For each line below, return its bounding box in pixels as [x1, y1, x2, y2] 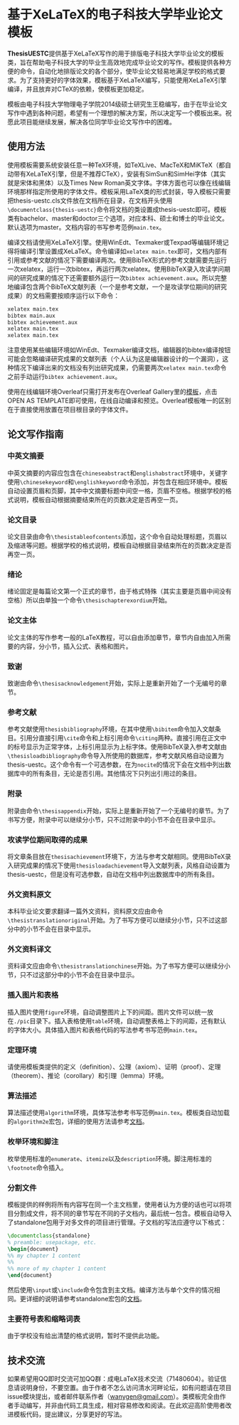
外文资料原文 [7, 890, 52, 900]
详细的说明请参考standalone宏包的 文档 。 [26, 1295, 146, 1303]
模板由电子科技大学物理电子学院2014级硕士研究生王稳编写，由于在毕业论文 [7, 100, 228, 108]
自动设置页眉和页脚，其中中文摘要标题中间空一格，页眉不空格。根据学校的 [7, 486, 225, 495]
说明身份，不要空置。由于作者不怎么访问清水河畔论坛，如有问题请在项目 [19, 1384, 232, 1392]
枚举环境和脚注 [7, 1137, 59, 1147]
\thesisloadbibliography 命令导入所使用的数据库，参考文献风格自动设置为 [7, 752, 224, 760]
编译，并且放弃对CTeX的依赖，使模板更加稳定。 [7, 85, 148, 93]
